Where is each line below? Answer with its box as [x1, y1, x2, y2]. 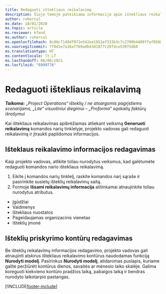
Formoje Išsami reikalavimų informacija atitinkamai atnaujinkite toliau [12, 184, 155, 190]
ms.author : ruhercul [5, 35, 48, 40]
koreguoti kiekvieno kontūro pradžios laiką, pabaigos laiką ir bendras [5, 268, 145, 274]
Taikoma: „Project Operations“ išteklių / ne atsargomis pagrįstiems [5, 100, 142, 107]
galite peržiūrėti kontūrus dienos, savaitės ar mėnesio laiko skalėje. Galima [5, 263, 157, 269]
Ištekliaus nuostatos [12, 209, 53, 215]
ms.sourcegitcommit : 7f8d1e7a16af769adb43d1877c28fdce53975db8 [5, 44, 138, 49]
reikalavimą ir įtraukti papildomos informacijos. [5, 131, 100, 137]
